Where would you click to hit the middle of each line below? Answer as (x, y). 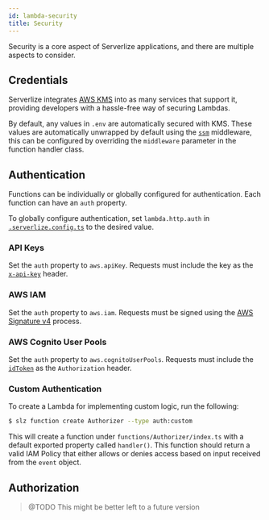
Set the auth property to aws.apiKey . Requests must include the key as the (131, 265)
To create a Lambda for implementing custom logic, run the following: (124, 406)
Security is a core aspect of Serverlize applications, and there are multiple (131, 46)
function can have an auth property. (68, 203)
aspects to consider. (42, 55)
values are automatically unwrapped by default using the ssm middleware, (130, 132)
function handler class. (46, 149)
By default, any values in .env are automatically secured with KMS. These (130, 124)
